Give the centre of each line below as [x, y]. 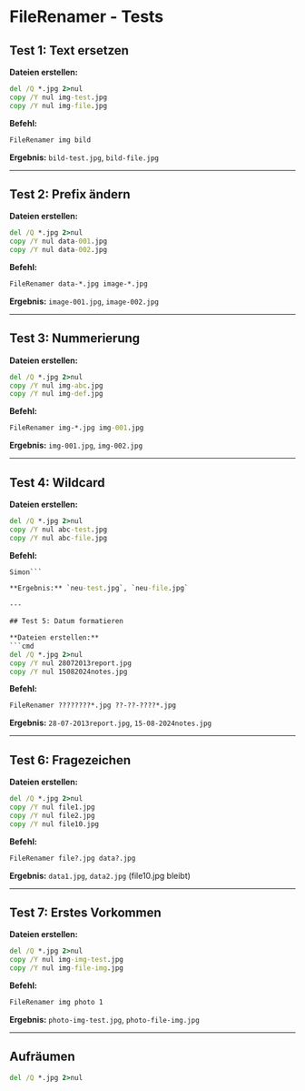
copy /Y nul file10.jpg [54, 824]
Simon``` [26, 572]
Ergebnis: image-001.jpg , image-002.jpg [84, 301]
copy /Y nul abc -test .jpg [58, 530]
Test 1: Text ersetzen [69, 51]
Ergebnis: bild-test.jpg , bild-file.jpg [84, 157]
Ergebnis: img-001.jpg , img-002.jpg [76, 445]
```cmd [22, 646]
